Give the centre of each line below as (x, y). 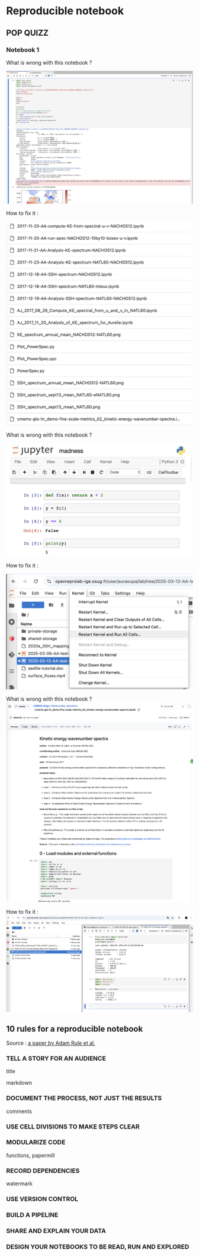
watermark (19, 1184)
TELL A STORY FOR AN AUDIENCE (56, 1058)
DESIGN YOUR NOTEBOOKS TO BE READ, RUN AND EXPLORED (98, 1247)
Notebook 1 (23, 50)
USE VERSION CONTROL (42, 1199)
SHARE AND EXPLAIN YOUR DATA (56, 1230)
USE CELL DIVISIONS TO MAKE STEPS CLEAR (73, 1127)
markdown (19, 1083)
